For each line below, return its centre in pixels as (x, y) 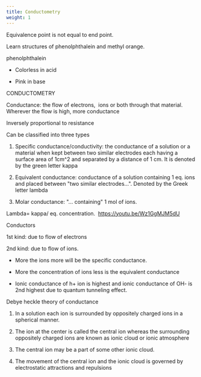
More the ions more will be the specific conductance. (81, 260)
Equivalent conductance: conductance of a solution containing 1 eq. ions (105, 177)
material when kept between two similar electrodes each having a (96, 153)
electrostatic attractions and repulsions (63, 367)
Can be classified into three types (48, 135)
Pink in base (30, 81)
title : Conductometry (33, 12)
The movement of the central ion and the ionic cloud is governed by (99, 361)
